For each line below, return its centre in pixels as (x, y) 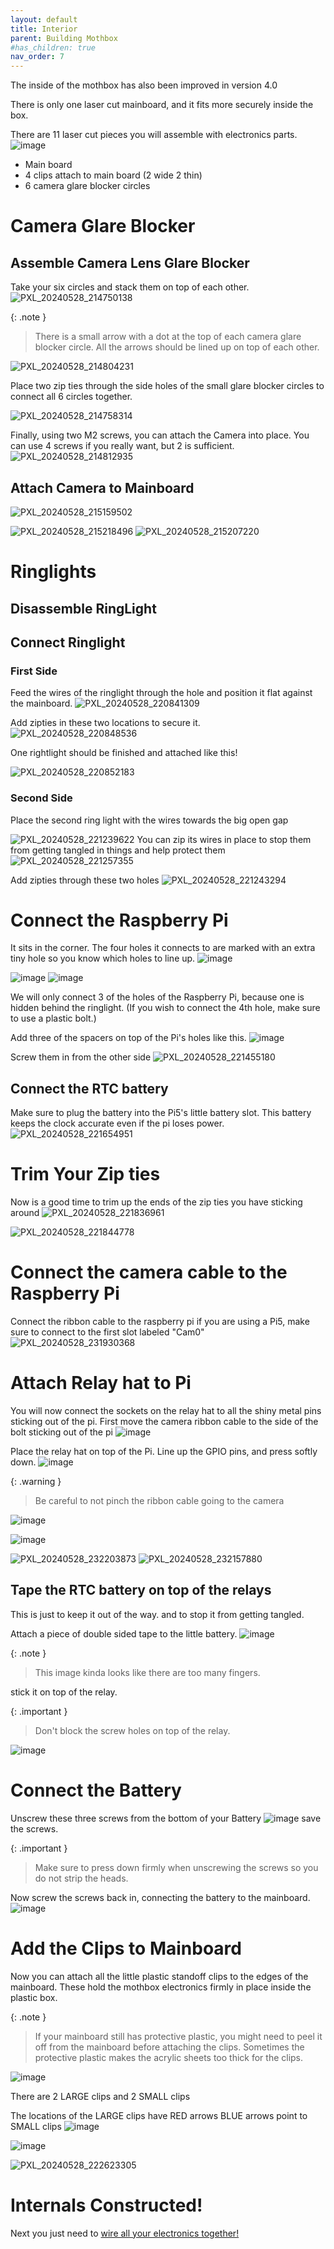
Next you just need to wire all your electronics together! (125, 2233)
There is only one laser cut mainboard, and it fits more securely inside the (162, 105)
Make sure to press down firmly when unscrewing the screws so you (176, 1867)
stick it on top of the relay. (64, 1692)
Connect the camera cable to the (149, 1272)
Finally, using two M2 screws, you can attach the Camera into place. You (160, 435)
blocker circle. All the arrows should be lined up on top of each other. (177, 347)
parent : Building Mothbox (64, 38)
